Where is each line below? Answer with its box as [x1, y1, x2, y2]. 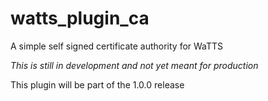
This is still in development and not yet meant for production [10, 59, 259, 71]
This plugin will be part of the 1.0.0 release [10, 78, 185, 91]
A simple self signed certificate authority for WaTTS [10, 40, 224, 52]
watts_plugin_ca [10, 7, 150, 30]
